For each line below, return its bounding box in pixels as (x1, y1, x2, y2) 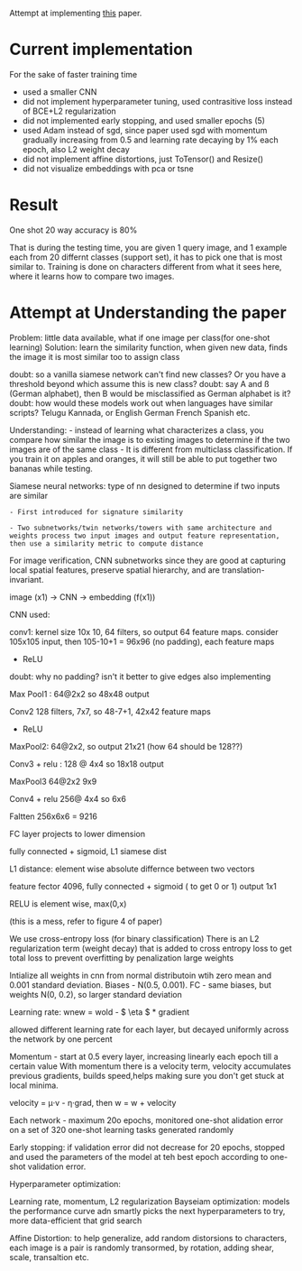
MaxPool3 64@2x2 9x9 (9, 776, 97, 787)
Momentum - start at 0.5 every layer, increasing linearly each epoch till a (9, 1051, 279, 1062)
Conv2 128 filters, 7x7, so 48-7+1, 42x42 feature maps (9, 705, 212, 716)
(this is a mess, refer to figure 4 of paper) (9, 916, 163, 926)
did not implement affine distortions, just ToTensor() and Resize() (22, 153, 264, 164)
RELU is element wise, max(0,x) (9, 898, 127, 909)
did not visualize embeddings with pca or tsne (22, 162, 194, 174)
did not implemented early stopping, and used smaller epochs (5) (22, 115, 266, 125)
